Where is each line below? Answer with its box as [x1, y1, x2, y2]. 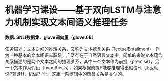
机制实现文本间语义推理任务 [14, 17, 128, 28]
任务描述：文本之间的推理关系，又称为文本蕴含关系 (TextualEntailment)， [5, 46, 156, 52]
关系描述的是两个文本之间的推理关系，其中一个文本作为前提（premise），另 [5, 58, 160, 64]
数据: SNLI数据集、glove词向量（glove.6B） [5, 34, 96, 40]
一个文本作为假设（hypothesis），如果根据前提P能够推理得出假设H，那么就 [5, 64, 159, 70]
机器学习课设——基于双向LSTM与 [5, 4, 144, 16]
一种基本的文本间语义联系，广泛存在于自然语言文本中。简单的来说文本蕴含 [9, 52, 163, 58]
